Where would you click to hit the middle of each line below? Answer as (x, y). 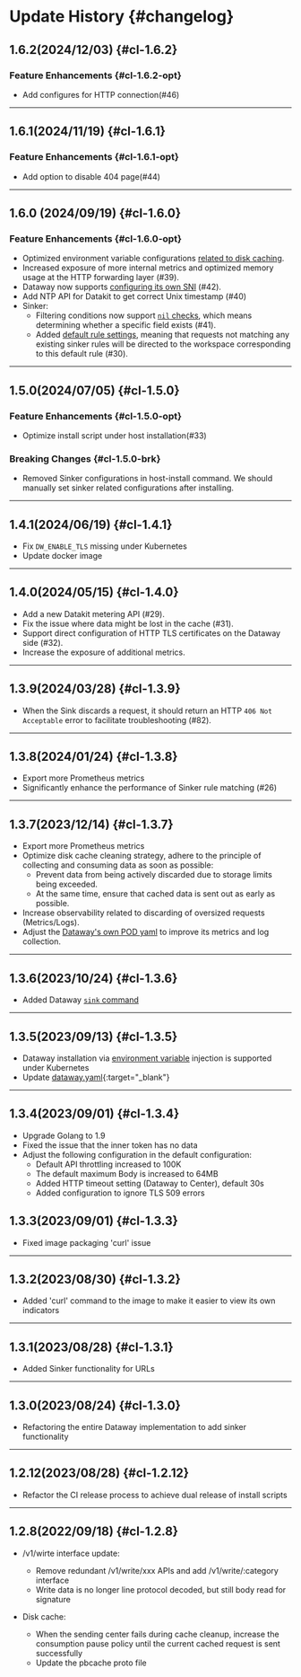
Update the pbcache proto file (91, 1663)
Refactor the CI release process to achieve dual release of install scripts (155, 1495)
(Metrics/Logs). (51, 922)
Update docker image (62, 556)
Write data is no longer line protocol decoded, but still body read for (161, 1589)
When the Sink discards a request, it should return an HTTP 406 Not (147, 711)
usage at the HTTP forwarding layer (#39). (100, 278)
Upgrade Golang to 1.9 (64, 1135)
